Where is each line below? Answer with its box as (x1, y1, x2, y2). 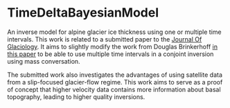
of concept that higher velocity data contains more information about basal (7, 85, 221, 93)
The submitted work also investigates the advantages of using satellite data (7, 71, 223, 79)
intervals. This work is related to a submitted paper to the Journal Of (7, 35, 202, 43)
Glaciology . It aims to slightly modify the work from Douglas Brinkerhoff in (7, 42, 218, 51)
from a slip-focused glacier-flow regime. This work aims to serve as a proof (7, 78, 223, 86)
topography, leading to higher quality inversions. (7, 92, 145, 101)
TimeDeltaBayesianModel (7, 5, 159, 21)
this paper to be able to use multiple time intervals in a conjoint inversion (7, 50, 214, 58)
